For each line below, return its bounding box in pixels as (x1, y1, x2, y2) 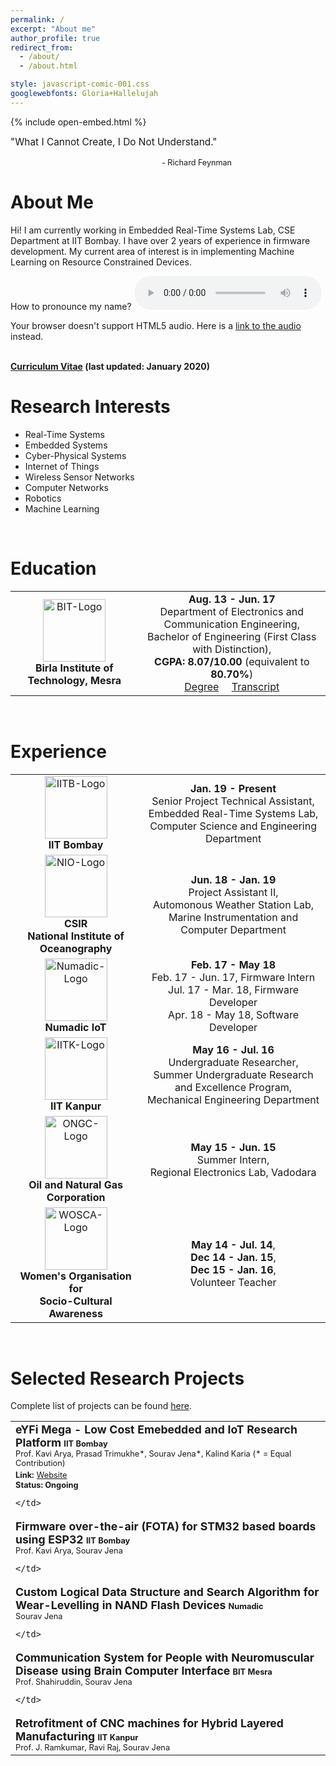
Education (10, 557, 97, 580)
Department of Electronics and (159, 604, 304, 618)
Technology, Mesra (27, 673, 122, 687)
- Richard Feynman (161, 157, 233, 168)
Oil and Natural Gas (28, 1177, 123, 1191)
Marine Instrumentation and (168, 910, 299, 924)
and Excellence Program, (174, 1080, 293, 1094)
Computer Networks (24, 481, 110, 493)
